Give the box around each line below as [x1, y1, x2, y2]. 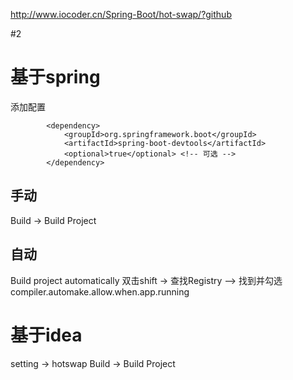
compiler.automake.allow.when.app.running [10, 285, 190, 298]
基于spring [10, 66, 101, 89]
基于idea [10, 324, 83, 346]
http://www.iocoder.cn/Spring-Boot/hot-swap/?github [10, 9, 232, 20]
